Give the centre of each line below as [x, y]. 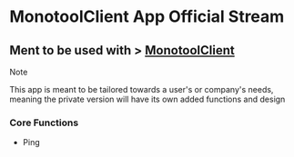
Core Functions [44, 123]
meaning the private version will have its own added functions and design [147, 99]
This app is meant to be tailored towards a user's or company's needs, [142, 89]
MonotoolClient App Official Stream [147, 17]
